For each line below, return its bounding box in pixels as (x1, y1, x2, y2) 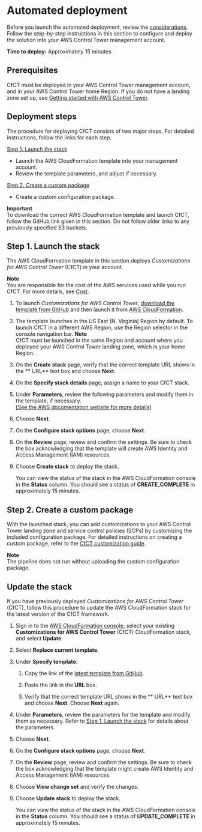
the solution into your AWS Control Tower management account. (7, 36, 166, 43)
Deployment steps (7, 112, 77, 122)
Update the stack (7, 581, 73, 592)
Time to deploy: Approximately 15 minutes (7, 47, 111, 55)
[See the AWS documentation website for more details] (15, 404, 152, 411)
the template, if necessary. (15, 397, 82, 404)
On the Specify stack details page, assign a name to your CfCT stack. (15, 379, 189, 386)
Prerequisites (7, 65, 58, 76)
